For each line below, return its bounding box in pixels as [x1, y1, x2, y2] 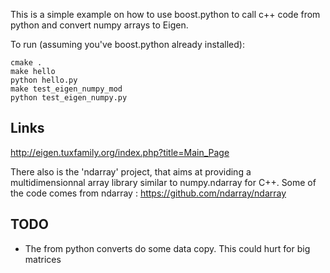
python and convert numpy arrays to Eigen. [10, 19, 189, 31]
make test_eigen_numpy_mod [10, 84, 123, 94]
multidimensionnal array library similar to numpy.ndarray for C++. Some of [10, 176, 317, 188]
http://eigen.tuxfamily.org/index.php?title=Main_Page [10, 146, 230, 158]
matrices [24, 253, 62, 265]
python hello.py [10, 75, 78, 85]
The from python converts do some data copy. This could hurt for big [24, 242, 311, 254]
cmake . [10, 58, 43, 68]
